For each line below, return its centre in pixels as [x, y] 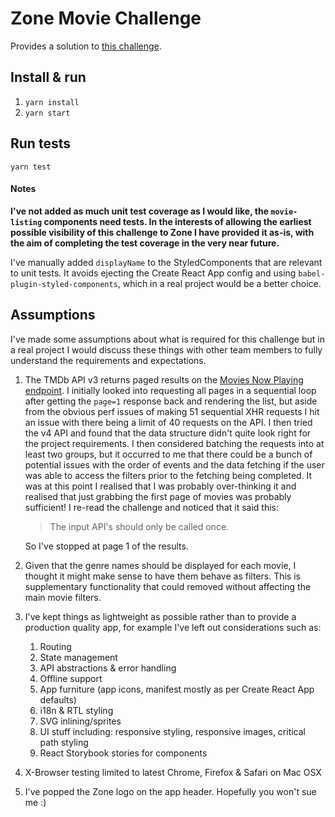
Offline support [71, 678]
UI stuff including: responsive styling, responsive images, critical [173, 731]
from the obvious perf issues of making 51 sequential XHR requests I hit [172, 411]
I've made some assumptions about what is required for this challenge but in [167, 339]
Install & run [48, 77]
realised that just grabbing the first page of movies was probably [158, 496]
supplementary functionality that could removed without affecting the [168, 586]
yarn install [52, 102]
